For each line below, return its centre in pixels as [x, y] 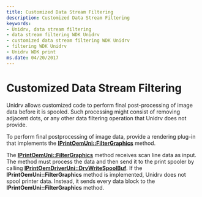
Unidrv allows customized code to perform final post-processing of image [99, 105]
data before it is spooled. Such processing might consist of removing [93, 112]
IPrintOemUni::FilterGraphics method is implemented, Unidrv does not [96, 174]
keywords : [19, 23]
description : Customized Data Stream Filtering [68, 18]
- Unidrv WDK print [31, 52]
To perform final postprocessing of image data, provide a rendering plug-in [101, 136]
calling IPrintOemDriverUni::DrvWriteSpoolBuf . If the [74, 168]
